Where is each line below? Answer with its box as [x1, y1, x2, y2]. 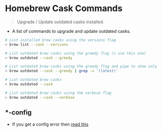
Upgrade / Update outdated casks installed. [16, 19, 104, 25]
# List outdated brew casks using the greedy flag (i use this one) [5, 51, 146, 56]
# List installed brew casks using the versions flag [5, 37, 116, 43]
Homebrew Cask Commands [5, 3, 123, 14]
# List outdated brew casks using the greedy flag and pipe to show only [5, 64, 158, 69]
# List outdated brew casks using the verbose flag [5, 90, 112, 95]
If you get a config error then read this [12, 121, 89, 127]
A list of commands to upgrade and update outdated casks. [12, 28, 131, 34]
